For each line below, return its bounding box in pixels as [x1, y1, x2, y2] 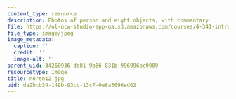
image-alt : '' [13, 56, 55, 63]
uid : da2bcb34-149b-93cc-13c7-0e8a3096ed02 [7, 82, 137, 89]
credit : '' [13, 49, 46, 56]
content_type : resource [7, 10, 77, 17]
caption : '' [13, 43, 49, 49]
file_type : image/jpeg [7, 29, 74, 37]
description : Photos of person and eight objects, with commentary [7, 17, 209, 24]
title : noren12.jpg [7, 75, 65, 82]
